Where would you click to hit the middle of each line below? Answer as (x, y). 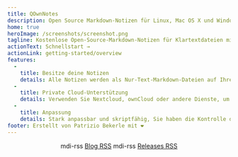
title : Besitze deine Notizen (65, 73)
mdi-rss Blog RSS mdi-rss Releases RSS (119, 146)
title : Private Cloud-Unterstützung (74, 93)
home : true (23, 27)
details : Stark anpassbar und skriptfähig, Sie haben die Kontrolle (123, 119)
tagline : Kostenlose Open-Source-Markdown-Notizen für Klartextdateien (115, 40)
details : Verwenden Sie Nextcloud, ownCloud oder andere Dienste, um (125, 100)
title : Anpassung (46, 112)
